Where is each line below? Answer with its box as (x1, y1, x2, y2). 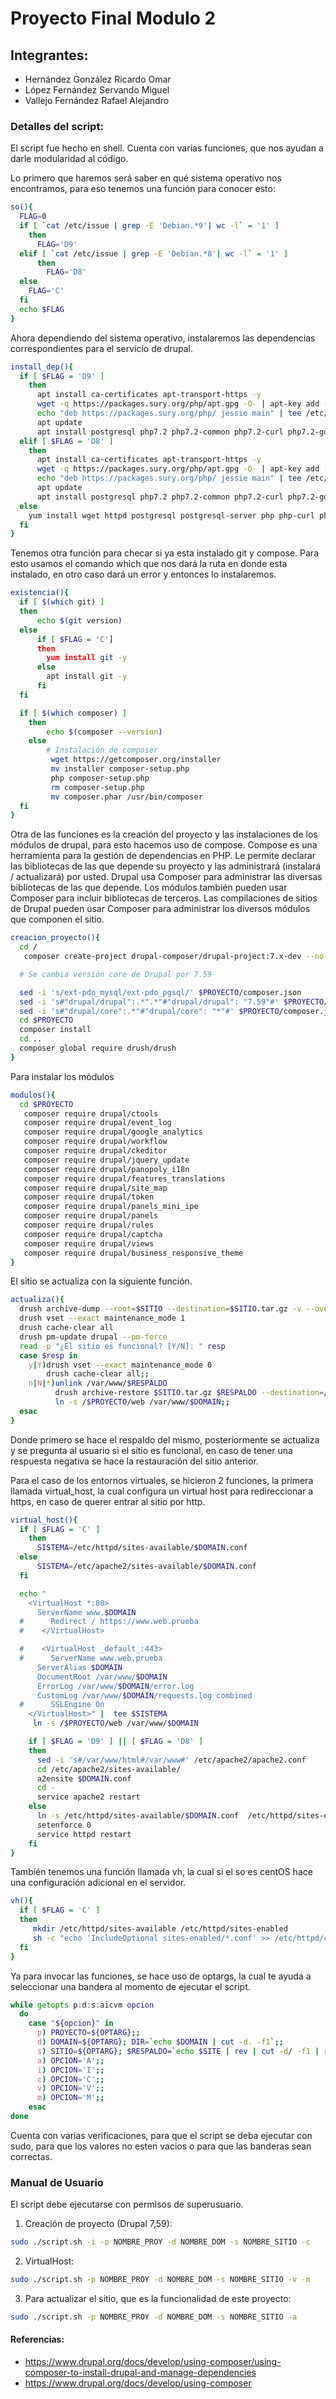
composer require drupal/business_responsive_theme (23, 1248, 244, 1258)
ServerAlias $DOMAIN (36, 1662, 123, 1672)
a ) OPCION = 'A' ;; (36, 2055, 105, 2066)
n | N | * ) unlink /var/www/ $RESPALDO (28, 1378, 168, 1389)
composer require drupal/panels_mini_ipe (23, 1202, 199, 1212)
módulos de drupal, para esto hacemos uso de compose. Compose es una (10, 839, 318, 851)
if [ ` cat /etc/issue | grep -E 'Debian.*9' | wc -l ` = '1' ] (19, 221, 280, 231)
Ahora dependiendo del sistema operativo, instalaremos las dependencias (10, 332, 316, 344)
